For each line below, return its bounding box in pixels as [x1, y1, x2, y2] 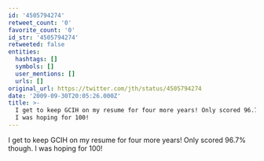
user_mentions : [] [15, 70, 76, 78]
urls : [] [15, 77, 44, 85]
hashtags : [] [15, 56, 58, 64]
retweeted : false [8, 41, 65, 49]
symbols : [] [15, 63, 55, 71]
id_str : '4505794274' [8, 33, 79, 42]
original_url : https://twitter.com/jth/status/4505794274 [8, 84, 202, 93]
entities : [8, 48, 41, 56]
